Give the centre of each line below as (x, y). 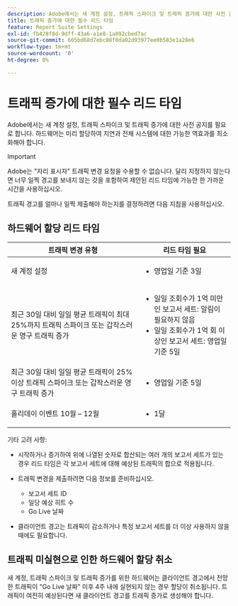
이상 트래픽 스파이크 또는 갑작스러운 (67, 382)
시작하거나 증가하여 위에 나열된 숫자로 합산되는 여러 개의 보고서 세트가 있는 (121, 454)
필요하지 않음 (175, 320)
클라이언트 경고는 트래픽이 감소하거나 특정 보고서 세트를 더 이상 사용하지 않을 (124, 526)
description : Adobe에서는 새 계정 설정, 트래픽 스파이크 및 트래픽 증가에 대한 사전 (117, 14)
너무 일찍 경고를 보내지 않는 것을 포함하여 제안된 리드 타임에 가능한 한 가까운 (119, 180)
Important (22, 156)
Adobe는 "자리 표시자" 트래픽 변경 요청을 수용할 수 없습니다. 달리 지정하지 (109, 171)
